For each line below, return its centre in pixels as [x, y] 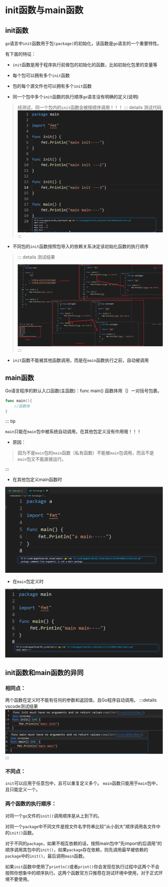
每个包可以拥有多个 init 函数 [41, 75]
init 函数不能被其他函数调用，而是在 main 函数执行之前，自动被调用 [80, 360]
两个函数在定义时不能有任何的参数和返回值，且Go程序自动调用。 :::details [81, 700]
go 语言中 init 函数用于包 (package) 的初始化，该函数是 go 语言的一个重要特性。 [83, 43]
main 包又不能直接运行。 [42, 459]
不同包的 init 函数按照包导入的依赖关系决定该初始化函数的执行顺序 [80, 246]
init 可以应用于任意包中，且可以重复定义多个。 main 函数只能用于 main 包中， [83, 783]
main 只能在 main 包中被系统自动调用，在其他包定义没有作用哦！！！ [73, 431]
